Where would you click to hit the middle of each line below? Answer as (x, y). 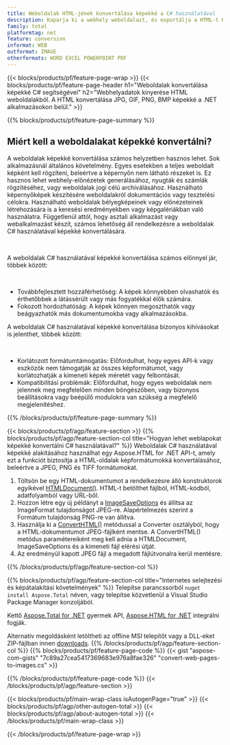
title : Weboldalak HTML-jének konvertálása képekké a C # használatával (111, 13)
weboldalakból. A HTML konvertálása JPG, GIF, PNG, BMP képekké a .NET (112, 99)
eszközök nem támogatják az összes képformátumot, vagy (100, 368)
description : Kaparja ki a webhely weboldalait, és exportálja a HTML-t (113, 20)
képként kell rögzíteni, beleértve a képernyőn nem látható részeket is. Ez (109, 173)
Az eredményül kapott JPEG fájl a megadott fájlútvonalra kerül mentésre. (119, 554)
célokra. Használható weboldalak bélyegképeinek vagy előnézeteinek (105, 202)
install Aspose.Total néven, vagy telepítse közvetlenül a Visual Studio (107, 595)
